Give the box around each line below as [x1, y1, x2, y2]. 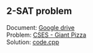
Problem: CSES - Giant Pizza [6, 31, 86, 39]
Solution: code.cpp [6, 37, 59, 46]
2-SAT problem [6, 5, 73, 17]
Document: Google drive [6, 23, 75, 31]
